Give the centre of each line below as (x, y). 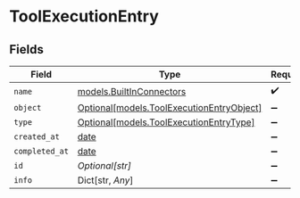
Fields (27, 49)
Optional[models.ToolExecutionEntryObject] (170, 107)
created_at (37, 137)
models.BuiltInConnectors (132, 91)
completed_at (42, 151)
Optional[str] (104, 165)
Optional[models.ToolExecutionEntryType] (166, 122)
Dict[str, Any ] (105, 180)
